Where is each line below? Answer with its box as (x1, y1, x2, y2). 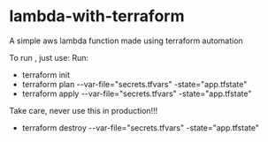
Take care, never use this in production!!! (9, 105, 158, 116)
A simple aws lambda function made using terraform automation (9, 35, 243, 46)
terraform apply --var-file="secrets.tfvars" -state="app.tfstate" (21, 88, 252, 99)
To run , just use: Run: (9, 52, 88, 63)
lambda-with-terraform (9, 6, 185, 26)
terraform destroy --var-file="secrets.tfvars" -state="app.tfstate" (21, 122, 259, 133)
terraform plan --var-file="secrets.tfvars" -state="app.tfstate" (21, 78, 248, 89)
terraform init (21, 69, 71, 80)
